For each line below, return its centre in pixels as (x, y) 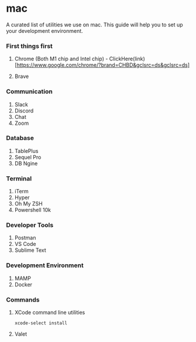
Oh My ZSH (28, 204)
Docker (23, 284)
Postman (25, 238)
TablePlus (26, 151)
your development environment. (44, 30)
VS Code (25, 244)
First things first (29, 46)
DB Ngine (26, 163)
